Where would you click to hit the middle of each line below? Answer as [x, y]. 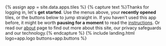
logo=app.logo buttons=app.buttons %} [46, 38]
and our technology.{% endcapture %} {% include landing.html [70, 33]
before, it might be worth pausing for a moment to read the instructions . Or [83, 23]
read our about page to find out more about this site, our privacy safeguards [83, 28]
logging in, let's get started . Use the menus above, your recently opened [81, 12]
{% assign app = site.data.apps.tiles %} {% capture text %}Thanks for [77, 7]
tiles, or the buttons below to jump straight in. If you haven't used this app [81, 17]
